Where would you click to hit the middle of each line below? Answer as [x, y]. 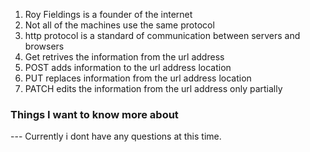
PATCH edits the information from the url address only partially [153, 88]
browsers [44, 46]
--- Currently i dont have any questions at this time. [116, 136]
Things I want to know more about [94, 114]
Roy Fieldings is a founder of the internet [108, 14]
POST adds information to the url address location [128, 67]
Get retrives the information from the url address [124, 57]
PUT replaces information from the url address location [138, 78]
